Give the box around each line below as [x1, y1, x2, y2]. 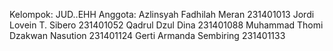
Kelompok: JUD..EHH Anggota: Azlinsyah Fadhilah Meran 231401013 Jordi [9, 9, 315, 20]
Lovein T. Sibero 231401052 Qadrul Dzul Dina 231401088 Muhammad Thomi [9, 19, 324, 31]
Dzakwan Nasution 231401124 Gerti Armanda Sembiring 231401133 [9, 30, 286, 41]
